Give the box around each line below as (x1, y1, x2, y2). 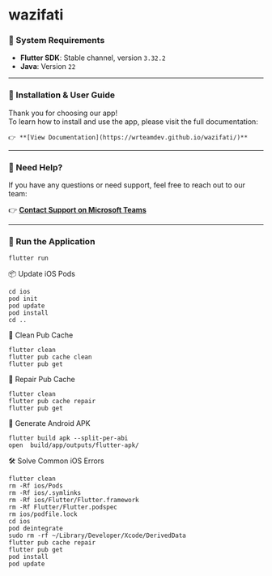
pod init (8, 294, 38, 303)
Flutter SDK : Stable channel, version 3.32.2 (19, 53, 166, 62)
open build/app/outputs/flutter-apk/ (8, 441, 139, 449)
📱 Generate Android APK (8, 419, 91, 428)
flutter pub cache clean (8, 353, 92, 362)
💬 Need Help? (8, 161, 63, 173)
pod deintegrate (8, 525, 63, 533)
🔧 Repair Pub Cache (8, 375, 75, 385)
